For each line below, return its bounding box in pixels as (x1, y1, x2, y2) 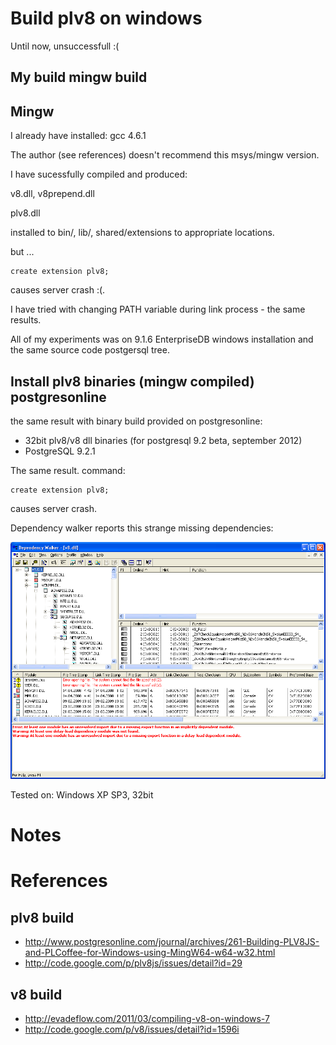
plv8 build (10, 909, 75, 926)
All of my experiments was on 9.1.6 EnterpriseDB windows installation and (10, 333, 314, 346)
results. (10, 314, 42, 326)
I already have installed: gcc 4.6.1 (10, 130, 147, 142)
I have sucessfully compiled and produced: (10, 168, 188, 181)
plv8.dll (10, 207, 41, 219)
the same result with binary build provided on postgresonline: (10, 415, 263, 427)
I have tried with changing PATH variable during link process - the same (10, 303, 306, 316)
